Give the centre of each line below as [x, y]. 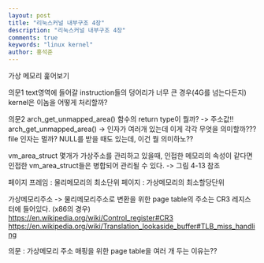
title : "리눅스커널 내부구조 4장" [56, 23]
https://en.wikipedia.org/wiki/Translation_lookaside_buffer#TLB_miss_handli [132, 226]
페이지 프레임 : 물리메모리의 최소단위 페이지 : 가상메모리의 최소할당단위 [116, 182]
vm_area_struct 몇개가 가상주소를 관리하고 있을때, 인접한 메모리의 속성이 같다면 [131, 156]
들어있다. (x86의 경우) [56, 209]
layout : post [30, 15]
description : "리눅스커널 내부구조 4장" [67, 30]
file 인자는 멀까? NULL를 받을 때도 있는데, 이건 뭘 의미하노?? [101, 139]
